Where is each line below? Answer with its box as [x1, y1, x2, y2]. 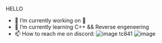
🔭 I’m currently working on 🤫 [14, 17, 86, 24]
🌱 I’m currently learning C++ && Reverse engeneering [14, 24, 150, 30]
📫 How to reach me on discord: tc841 [14, 30, 133, 37]
